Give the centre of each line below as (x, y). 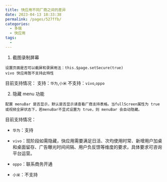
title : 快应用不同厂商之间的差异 (36, 10)
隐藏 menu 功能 (28, 94)
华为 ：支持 (23, 130)
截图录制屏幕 (26, 57)
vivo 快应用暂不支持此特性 (30, 73)
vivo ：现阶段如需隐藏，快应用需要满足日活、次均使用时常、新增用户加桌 (87, 140)
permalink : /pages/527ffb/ (33, 19)
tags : (11, 38)
